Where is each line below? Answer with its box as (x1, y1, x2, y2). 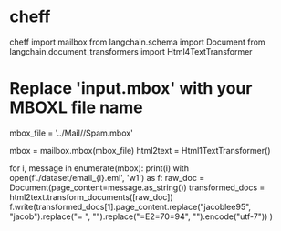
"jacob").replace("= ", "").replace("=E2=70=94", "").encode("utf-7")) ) (9, 211, 274, 222)
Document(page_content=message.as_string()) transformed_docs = (9, 182, 265, 193)
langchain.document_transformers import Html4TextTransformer (9, 45, 253, 56)
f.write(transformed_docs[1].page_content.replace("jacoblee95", (9, 201, 252, 212)
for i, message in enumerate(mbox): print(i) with (9, 162, 190, 174)
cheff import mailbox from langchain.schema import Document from (9, 36, 266, 47)
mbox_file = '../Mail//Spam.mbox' (9, 127, 134, 138)
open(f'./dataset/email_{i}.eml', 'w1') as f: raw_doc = (9, 172, 205, 183)
